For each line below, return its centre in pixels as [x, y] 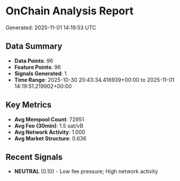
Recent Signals [34, 157]
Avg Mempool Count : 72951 [49, 119]
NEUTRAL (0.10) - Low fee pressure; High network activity [86, 171]
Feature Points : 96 [37, 67]
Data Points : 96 [33, 60]
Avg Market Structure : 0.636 [50, 138]
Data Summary [34, 46]
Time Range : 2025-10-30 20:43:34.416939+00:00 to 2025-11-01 [94, 79]
